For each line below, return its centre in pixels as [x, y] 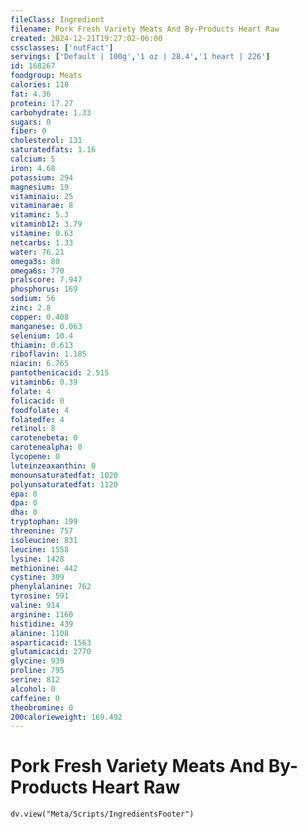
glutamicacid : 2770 [51, 652]
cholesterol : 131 [46, 141]
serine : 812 [35, 680]
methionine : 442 [44, 568]
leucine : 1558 [40, 549]
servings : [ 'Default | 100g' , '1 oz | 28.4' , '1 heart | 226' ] [140, 57]
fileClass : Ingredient [57, 19]
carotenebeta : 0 [44, 438]
